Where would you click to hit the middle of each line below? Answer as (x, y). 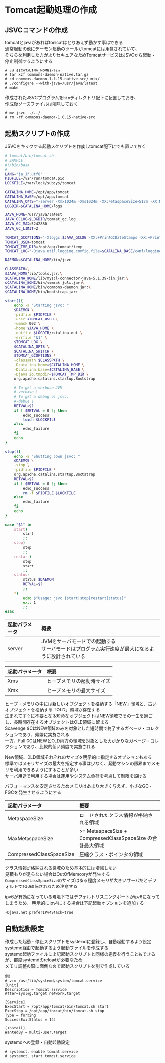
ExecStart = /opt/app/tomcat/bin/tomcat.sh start (57, 1007)
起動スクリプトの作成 (37, 134)
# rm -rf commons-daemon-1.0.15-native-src (50, 117)
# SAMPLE (14, 160)
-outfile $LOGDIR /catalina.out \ (48, 333)
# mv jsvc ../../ (23, 113)
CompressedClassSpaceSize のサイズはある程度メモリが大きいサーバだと (77, 880)
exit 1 (29, 602)
